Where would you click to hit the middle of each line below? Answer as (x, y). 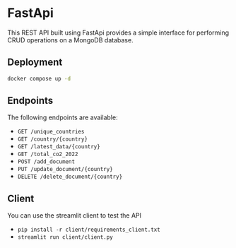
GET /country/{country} (53, 139)
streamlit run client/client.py (65, 237)
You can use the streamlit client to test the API (75, 215)
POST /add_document (46, 162)
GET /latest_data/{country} (59, 147)
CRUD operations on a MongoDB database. (70, 40)
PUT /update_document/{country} (65, 170)
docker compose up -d (39, 78)
